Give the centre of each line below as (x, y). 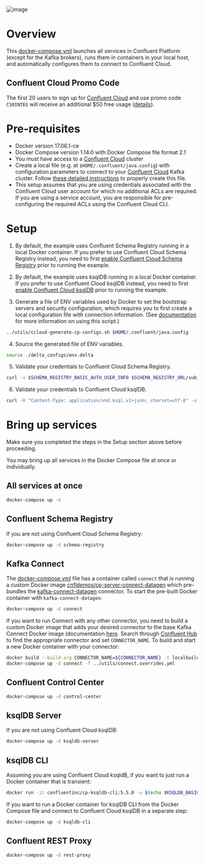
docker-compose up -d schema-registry (55, 545)
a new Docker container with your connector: (63, 647)
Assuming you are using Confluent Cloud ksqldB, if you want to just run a (98, 775)
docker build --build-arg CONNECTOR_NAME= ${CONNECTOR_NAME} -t (88, 658)
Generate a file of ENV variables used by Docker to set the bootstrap (101, 301)
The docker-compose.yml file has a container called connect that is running (100, 579)
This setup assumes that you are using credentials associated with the (103, 184)
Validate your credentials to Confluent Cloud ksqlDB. (81, 390)
